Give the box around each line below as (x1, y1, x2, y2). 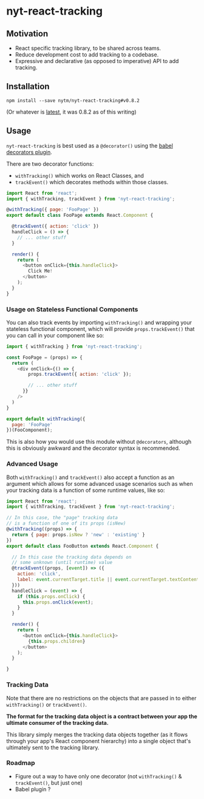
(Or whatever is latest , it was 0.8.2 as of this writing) (6, 108, 137, 115)
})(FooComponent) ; (6, 427, 53, 433)
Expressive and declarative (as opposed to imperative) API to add (15, 58, 179, 64)
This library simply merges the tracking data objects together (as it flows (6, 730, 188, 738)
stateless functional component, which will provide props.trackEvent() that (6, 325, 195, 332)
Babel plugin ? (15, 785, 51, 793)
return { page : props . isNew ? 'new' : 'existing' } (12, 531, 146, 538)
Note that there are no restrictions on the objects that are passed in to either (6, 694, 197, 702)
